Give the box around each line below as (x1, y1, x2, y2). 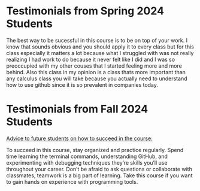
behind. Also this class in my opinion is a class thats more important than (6, 68, 186, 75)
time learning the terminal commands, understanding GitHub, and (6, 153, 168, 160)
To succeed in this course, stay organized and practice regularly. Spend (6, 146, 184, 153)
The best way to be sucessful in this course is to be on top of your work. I (6, 37, 188, 44)
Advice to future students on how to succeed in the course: (6, 135, 153, 142)
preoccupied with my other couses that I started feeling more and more (6, 62, 183, 69)
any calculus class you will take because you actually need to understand (6, 75, 187, 82)
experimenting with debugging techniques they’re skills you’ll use (6, 159, 168, 166)
